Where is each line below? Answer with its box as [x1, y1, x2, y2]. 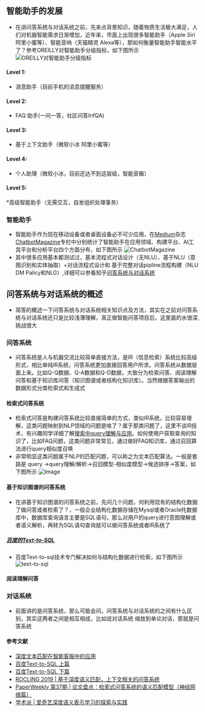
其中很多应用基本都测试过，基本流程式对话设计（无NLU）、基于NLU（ [15, 254, 191, 261]
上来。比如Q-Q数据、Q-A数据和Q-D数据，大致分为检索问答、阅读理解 [20, 369, 197, 376]
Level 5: [6, 184, 27, 192]
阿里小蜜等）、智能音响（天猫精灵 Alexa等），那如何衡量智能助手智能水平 [15, 39, 198, 46]
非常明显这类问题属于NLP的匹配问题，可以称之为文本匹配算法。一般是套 [15, 453, 198, 460]
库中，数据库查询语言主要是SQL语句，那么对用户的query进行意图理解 [15, 513, 191, 521]
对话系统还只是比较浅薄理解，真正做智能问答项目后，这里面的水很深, [26, 314, 199, 321]
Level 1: [6, 68, 26, 76]
